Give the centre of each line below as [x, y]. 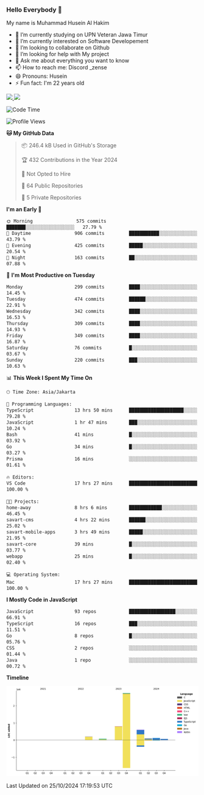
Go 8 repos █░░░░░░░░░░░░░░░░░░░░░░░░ [102, 636]
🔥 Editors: [20, 477]
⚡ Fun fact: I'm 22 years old [50, 83]
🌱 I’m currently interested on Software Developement [82, 41]
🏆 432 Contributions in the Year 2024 [69, 160]
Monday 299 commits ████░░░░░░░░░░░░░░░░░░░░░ [102, 287]
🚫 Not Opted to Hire [46, 174]
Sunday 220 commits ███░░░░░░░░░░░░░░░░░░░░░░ [102, 360]
